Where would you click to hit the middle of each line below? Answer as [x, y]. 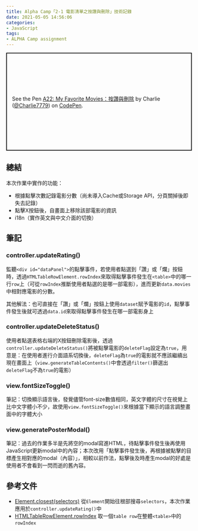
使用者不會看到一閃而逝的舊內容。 [47, 465]
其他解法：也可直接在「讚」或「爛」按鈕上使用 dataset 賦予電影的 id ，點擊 [95, 304]
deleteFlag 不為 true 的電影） [40, 370]
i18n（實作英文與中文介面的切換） [56, 218]
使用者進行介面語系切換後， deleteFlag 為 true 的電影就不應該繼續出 [107, 355]
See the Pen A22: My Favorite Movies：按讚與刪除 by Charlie [86, 99]
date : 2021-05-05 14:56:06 [39, 17]
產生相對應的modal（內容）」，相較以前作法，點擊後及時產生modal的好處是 [101, 458]
